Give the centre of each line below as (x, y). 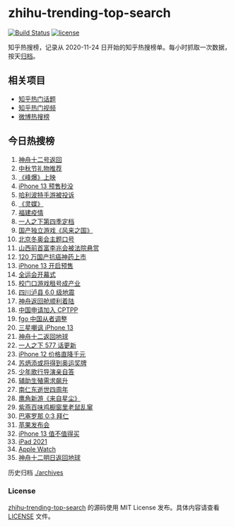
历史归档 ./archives (36, 473)
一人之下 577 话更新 (47, 345)
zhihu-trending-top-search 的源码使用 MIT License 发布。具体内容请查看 (114, 507)
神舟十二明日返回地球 (49, 457)
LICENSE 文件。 (31, 516)
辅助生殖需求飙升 (43, 381)
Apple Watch (37, 449)
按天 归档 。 (24, 56)
